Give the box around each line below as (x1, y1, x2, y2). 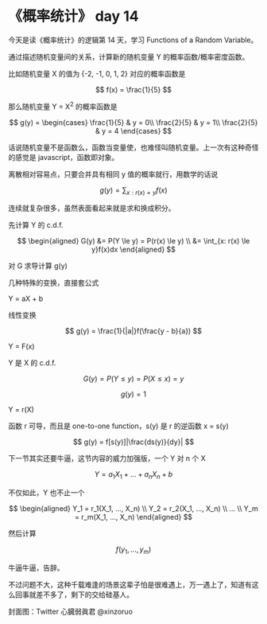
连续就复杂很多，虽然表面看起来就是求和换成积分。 (8, 204, 176, 213)
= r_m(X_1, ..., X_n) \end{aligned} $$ (74, 513, 193, 522)
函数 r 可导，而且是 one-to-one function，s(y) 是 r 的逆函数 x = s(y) (8, 421, 229, 431)
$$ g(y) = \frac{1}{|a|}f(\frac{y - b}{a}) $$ (64, 326, 203, 336)
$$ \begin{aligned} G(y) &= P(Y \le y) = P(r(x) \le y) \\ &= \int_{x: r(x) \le (17, 236, 250, 246)
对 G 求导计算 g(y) (8, 261, 68, 271)
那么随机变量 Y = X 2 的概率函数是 (8, 100, 118, 111)
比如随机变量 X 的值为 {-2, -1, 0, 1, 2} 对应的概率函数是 (8, 68, 186, 78)
